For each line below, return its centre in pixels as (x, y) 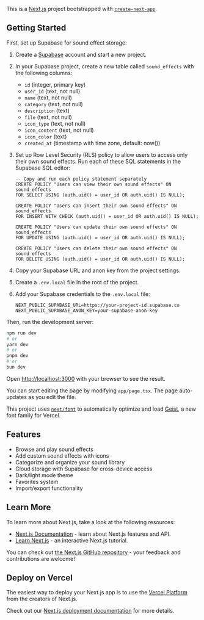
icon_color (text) (46, 136)
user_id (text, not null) (52, 91)
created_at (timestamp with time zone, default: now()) (92, 143)
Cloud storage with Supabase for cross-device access (84, 469)
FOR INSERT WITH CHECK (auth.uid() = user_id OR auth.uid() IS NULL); (107, 216)
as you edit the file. (52, 397)
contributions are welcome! (41, 558)
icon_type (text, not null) (55, 123)
